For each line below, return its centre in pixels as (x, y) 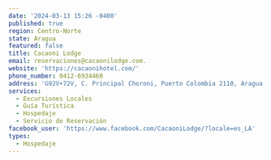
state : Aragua (32, 38)
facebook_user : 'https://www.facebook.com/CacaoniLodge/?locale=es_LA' (132, 128)
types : (19, 136)
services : (25, 91)
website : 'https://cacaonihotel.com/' (74, 69)
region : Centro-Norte (45, 31)
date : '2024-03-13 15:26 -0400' (63, 16)
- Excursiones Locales (54, 99)
